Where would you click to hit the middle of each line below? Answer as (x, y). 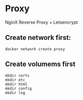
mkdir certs (17, 75)
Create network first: (38, 38)
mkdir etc (15, 80)
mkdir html (16, 84)
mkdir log (15, 93)
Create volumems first (40, 64)
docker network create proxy (35, 49)
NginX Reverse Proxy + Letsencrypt (41, 22)
